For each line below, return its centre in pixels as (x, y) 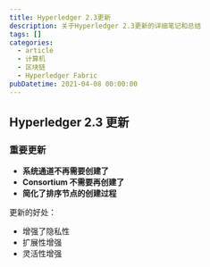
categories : (31, 42)
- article (35, 51)
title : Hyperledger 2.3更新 (60, 17)
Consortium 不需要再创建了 (73, 182)
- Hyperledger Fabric (58, 76)
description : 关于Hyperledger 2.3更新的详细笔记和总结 (105, 26)
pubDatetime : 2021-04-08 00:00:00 (74, 84)
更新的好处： (33, 213)
